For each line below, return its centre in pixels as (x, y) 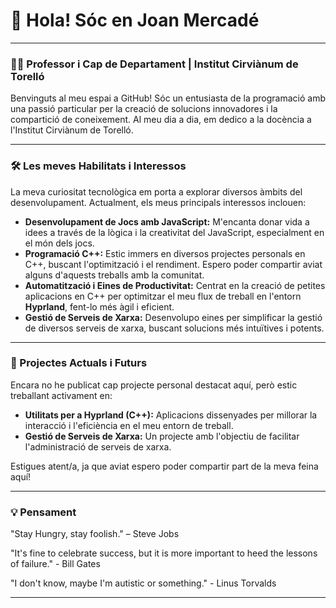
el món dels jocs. (59, 243)
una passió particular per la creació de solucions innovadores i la (144, 109)
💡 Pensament (43, 512)
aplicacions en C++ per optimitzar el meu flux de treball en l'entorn (163, 296)
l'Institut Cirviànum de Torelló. (72, 130)
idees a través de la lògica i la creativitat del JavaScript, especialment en (174, 232)
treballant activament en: (61, 395)
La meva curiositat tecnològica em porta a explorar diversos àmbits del (156, 191)
